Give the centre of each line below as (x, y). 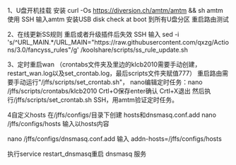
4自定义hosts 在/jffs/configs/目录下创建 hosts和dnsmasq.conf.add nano (112, 115)
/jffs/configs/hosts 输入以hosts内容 (58, 124)
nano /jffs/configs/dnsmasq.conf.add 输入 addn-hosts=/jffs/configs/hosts (115, 139)
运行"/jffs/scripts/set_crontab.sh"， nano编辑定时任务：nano (114, 82)
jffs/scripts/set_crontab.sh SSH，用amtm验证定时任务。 (97, 100)
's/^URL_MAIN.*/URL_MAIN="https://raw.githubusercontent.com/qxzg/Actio (118, 42)
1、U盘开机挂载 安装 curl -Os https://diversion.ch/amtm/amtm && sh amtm (116, 10)
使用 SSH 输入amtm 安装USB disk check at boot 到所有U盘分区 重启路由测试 (118, 19)
